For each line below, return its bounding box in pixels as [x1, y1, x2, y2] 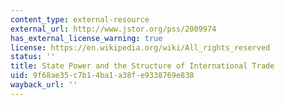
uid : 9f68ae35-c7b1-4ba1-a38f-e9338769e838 [10, 71, 195, 81]
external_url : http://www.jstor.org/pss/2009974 [10, 24, 217, 34]
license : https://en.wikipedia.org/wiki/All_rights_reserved [10, 42, 271, 53]
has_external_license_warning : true [10, 33, 163, 43]
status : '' [10, 52, 56, 62]
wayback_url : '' [10, 80, 78, 90]
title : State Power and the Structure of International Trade [10, 61, 275, 71]
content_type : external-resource [10, 14, 150, 25]
